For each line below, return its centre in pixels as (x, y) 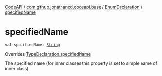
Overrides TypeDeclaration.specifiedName (48, 54)
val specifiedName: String (32, 45)
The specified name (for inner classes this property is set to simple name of (81, 63)
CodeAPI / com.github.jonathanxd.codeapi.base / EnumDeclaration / (74, 7)
